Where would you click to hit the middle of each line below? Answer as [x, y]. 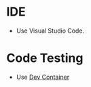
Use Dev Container [43, 77]
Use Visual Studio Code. [50, 31]
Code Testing [45, 58]
